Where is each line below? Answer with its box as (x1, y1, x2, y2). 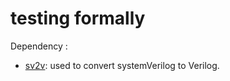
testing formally (10, 7, 146, 30)
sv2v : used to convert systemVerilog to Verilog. (24, 59, 220, 71)
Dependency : (10, 40, 68, 52)
